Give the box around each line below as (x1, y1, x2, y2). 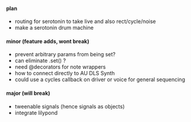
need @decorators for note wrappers (14, 63, 106, 70)
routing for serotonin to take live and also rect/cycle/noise (14, 18, 156, 25)
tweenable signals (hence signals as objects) (14, 102, 125, 110)
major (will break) (6, 89, 50, 97)
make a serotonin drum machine (14, 24, 94, 31)
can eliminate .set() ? (14, 57, 66, 65)
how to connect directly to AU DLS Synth (14, 70, 115, 77)
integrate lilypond (14, 109, 58, 116)
